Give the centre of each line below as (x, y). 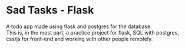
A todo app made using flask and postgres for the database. (79, 26)
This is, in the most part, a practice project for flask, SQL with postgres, (93, 32)
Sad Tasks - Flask (50, 10)
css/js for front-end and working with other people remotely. (80, 39)
